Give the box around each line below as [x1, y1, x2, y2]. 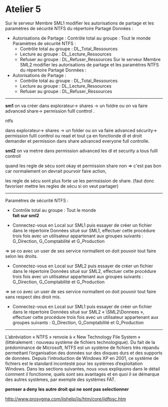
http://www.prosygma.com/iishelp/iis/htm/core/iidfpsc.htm [5, 395, 126, 401]
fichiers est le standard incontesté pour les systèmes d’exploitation [5, 360, 143, 366]
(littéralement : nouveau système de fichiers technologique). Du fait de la [5, 339, 155, 345]
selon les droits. [5, 253, 38, 259]
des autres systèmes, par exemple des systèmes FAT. [5, 376, 116, 382]
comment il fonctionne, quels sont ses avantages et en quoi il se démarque [5, 371, 160, 377]
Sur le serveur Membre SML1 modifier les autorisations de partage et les [5, 20, 154, 26]
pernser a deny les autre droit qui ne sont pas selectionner [5, 386, 129, 392]
